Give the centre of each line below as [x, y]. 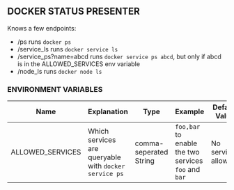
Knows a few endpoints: [42, 28]
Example [190, 112]
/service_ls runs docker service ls [68, 49]
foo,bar [188, 127]
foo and [188, 170]
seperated [151, 152]
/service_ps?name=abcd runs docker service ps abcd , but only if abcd [119, 56]
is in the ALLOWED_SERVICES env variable [79, 64]
